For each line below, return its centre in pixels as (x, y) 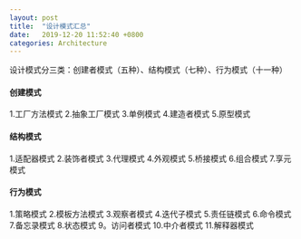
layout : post (34, 18)
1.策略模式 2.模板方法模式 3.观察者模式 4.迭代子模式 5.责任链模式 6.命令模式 (150, 214)
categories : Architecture (58, 43)
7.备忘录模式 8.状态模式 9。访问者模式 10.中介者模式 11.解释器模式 (131, 225)
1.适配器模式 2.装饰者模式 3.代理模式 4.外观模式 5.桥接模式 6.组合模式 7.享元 (150, 158)
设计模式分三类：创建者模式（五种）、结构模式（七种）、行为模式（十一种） (148, 70)
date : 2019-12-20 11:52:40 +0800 (77, 34)
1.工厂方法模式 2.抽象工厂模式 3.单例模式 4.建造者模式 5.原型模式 (130, 114)
